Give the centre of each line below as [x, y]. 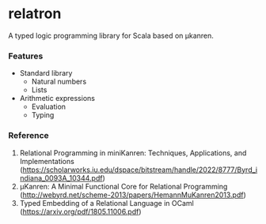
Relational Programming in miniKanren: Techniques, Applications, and [133, 153]
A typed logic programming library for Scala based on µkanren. [111, 35]
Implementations [47, 161]
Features [26, 56]
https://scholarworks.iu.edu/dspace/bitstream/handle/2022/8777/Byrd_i [140, 170]
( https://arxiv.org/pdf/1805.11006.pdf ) [80, 211]
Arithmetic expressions [57, 99]
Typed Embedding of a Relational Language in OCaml [106, 203]
